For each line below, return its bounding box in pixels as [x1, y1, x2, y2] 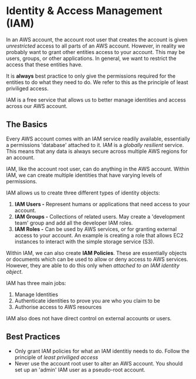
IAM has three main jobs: [6, 279, 66, 286]
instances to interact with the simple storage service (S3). [14, 238, 154, 245]
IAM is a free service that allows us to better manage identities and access [6, 96, 186, 103]
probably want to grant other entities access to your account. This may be [6, 48, 185, 55]
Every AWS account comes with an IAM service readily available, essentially [6, 135, 191, 142]
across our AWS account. [6, 102, 67, 109]
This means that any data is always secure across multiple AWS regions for [6, 147, 188, 155]
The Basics [6, 119, 48, 130]
